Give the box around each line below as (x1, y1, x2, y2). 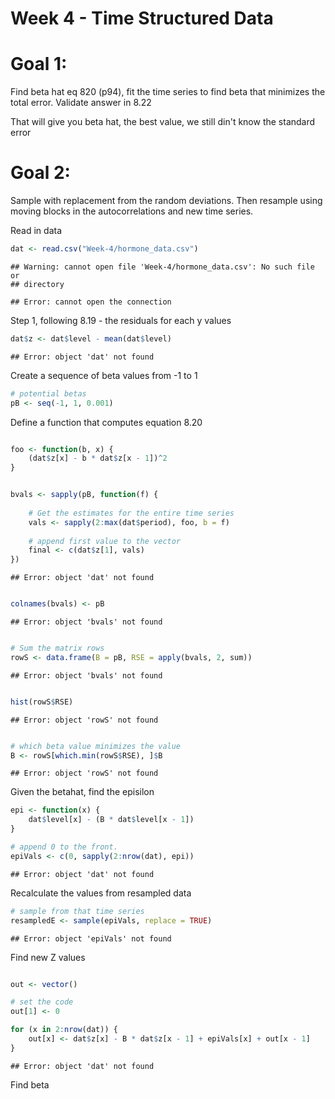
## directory (10, 279, 65, 289)
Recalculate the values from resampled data (10, 887, 192, 899)
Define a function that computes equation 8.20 (10, 416, 203, 428)
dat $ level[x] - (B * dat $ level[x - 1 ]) (28, 815, 195, 825)
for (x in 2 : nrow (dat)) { (10, 1025, 118, 1035)
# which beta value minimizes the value (10, 741, 182, 751)
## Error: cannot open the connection (10, 297, 172, 307)
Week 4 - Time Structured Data (10, 7, 274, 30)
